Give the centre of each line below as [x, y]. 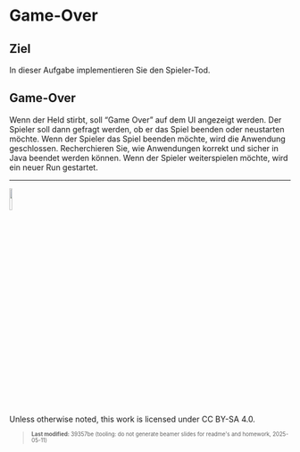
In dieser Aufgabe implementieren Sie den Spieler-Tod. [110, 70]
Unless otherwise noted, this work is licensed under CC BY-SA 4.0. [133, 419]
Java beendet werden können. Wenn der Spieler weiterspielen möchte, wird [149, 158]
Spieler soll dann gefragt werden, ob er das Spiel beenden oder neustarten [147, 129]
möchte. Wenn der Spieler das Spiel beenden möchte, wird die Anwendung [147, 139]
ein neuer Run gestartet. [54, 167]
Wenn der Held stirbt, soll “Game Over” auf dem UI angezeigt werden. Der [146, 119]
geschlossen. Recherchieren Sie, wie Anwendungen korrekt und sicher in [144, 148]
